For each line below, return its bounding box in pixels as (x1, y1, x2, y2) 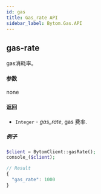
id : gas (6, 9, 26, 15)
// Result (6, 165, 31, 171)
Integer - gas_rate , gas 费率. (15, 118, 88, 125)
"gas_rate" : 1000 (11, 177, 56, 183)
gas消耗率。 (6, 60, 37, 67)
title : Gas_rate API (6, 15, 59, 21)
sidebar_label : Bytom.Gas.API (6, 20, 83, 26)
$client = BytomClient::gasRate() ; (6, 148, 96, 155)
